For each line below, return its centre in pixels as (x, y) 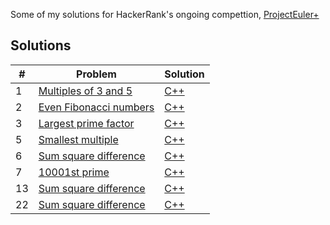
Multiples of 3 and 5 (85, 91)
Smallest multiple (78, 139)
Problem (96, 74)
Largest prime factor (86, 123)
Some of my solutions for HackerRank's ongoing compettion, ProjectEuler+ (165, 14)
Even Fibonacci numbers (96, 107)
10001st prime (74, 172)
